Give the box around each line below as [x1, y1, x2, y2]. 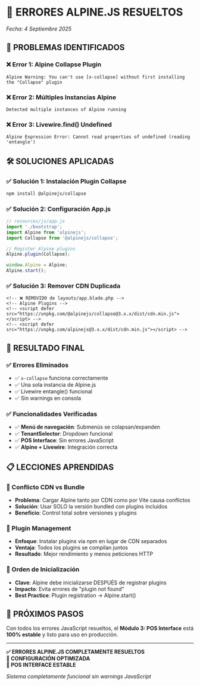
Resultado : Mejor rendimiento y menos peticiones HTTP [14, 550, 154, 558]
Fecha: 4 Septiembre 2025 [6, 25, 72, 32]
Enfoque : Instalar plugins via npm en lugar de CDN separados [14, 538, 167, 545]
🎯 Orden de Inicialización [6, 565, 80, 574]
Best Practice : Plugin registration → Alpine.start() [14, 592, 136, 599]
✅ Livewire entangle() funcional [14, 388, 92, 395]
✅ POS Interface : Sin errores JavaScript [14, 437, 114, 444]
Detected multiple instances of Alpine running [6, 106, 127, 112]
